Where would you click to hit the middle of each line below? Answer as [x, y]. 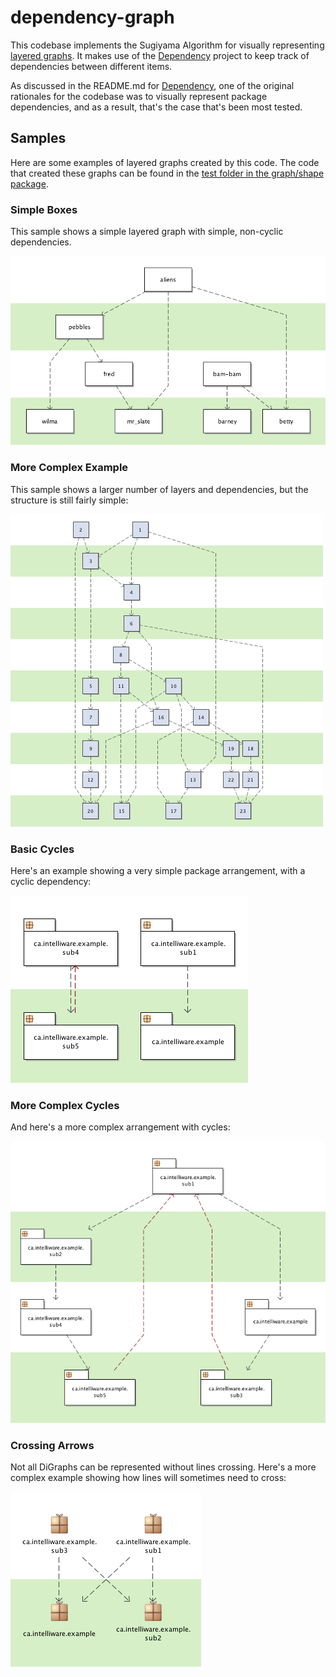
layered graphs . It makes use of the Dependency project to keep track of [160, 55]
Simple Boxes [44, 209]
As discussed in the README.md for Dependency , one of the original [152, 85]
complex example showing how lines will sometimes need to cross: [148, 1478]
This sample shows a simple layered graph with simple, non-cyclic [147, 232]
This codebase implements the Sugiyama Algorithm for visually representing [167, 45]
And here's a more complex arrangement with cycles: [120, 1127]
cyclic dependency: [51, 882]
